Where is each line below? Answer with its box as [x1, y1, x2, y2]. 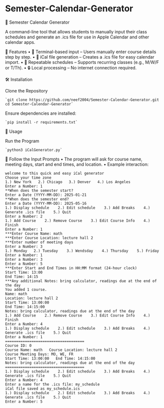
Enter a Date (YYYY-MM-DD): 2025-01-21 [5, 192, 87, 197]
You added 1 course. [5, 287, 48, 292]
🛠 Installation [5, 76, 33, 82]
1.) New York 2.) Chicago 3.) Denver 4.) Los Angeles [5, 179, 131, 185]
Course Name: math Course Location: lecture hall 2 [5, 347, 118, 352]
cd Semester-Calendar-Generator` [5, 101, 74, 106]
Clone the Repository [5, 88, 48, 94]
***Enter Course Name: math [5, 231, 63, 236]
